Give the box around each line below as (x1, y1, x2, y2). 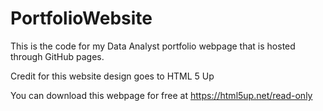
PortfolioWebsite (10, 7, 153, 30)
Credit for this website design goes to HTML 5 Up (10, 70, 215, 82)
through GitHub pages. (10, 50, 105, 62)
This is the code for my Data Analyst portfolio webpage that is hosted (10, 40, 296, 52)
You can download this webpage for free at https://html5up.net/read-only (10, 89, 313, 101)
